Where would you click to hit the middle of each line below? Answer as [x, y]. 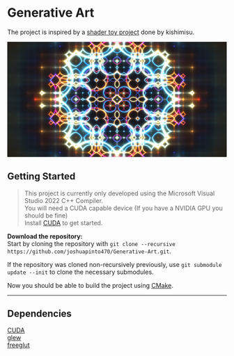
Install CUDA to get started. [63, 222]
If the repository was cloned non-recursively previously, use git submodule [115, 264]
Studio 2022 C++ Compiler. [63, 200]
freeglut [18, 345]
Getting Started [41, 176]
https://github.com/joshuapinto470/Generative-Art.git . [89, 251]
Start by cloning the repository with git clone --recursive [91, 243]
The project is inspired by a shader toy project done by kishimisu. [101, 32]
